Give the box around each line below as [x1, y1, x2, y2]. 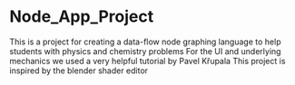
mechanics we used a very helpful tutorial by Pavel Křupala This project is [9, 55, 286, 66]
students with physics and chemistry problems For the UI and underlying [9, 45, 281, 56]
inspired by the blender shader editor [9, 65, 148, 76]
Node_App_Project [9, 6, 154, 27]
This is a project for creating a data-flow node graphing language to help [9, 36, 281, 47]
